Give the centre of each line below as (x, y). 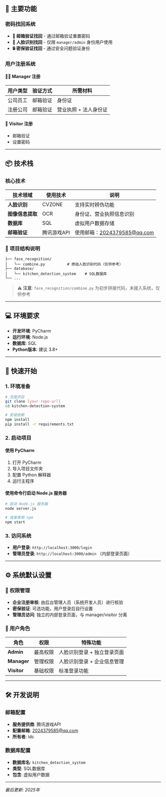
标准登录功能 (74, 671)
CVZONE (53, 204)
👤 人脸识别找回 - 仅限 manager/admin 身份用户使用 (62, 42)
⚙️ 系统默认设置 (28, 575)
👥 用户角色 (18, 629)
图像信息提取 (23, 214)
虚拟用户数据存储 (95, 223)
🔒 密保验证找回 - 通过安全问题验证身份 (51, 48)
